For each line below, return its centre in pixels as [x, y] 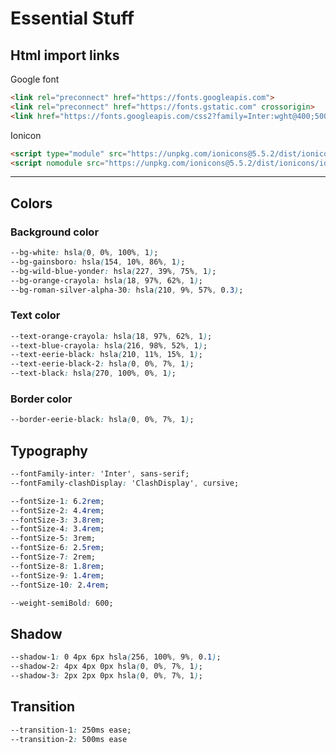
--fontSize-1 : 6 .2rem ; [57, 501]
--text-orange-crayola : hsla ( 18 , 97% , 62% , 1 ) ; [111, 336]
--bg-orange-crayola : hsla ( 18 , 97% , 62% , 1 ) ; [106, 280]
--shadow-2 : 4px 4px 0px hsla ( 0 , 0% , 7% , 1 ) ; [106, 667]
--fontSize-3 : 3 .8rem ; [57, 520]
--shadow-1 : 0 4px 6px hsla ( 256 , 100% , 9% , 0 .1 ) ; [116, 657]
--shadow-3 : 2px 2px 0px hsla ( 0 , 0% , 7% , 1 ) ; [106, 676]
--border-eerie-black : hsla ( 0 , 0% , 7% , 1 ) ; [102, 420]
